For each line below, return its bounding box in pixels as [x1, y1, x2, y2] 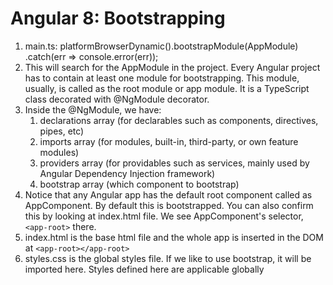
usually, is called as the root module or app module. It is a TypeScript [24, 82, 310, 94]
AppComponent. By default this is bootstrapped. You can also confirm [24, 199, 314, 211]
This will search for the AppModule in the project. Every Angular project [24, 61, 321, 73]
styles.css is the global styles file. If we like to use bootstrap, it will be [24, 252, 312, 264]
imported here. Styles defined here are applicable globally [24, 263, 265, 275]
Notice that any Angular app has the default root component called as [24, 188, 313, 201]
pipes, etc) [39, 125, 85, 137]
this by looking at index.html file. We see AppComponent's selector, [24, 210, 304, 222]
